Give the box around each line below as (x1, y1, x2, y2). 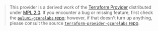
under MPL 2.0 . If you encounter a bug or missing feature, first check (9, 9, 153, 15)
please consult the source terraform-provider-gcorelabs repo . (9, 20, 140, 26)
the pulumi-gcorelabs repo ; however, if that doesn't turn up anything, (9, 15, 152, 20)
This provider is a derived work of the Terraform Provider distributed (9, 4, 151, 10)
